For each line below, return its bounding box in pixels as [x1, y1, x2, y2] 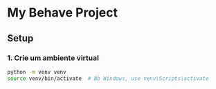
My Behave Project [7, 5, 118, 21]
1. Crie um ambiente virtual [7, 53, 99, 63]
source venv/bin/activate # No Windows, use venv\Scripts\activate [7, 75, 209, 82]
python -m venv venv [7, 68, 67, 75]
